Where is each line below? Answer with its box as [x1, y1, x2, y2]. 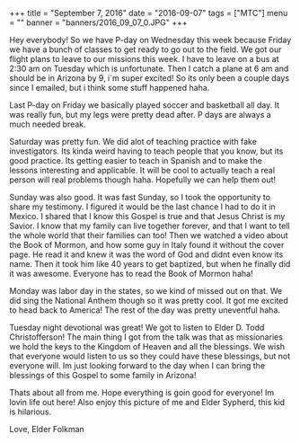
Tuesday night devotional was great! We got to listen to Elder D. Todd [9, 323, 265, 332]
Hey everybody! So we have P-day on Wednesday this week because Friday [9, 35, 292, 45]
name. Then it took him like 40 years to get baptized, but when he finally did [9, 259, 291, 269]
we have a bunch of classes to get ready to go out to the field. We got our [9, 44, 282, 55]
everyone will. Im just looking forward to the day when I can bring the [9, 360, 266, 371]
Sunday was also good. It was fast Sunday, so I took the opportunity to [9, 192, 271, 202]
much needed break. [9, 119, 87, 129]
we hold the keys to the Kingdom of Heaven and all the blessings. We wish [9, 341, 286, 351]
